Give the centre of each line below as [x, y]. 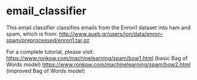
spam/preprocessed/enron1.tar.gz [48, 40]
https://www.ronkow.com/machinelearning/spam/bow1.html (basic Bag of [97, 58]
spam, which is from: [32, 33]
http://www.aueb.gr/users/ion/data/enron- [111, 33]
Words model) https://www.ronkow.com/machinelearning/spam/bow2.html [98, 64]
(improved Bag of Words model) [46, 70]
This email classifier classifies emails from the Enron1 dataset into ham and [99, 27]
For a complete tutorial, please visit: [50, 51]
